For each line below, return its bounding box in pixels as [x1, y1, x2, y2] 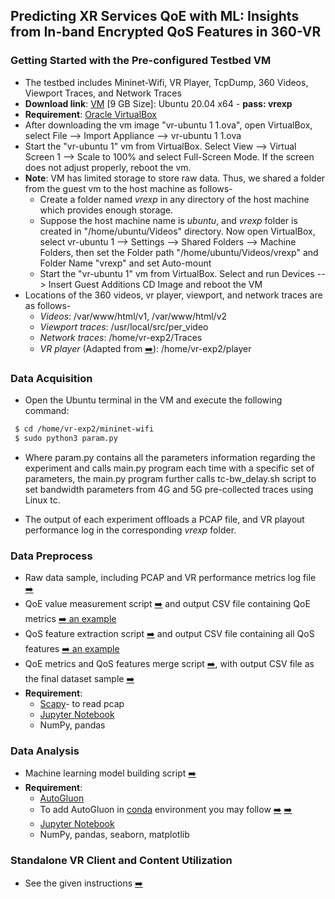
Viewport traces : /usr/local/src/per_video [39, 320, 209, 333]
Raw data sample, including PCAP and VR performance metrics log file [24, 572, 317, 584]
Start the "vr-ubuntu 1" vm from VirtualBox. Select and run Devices [39, 267, 315, 279]
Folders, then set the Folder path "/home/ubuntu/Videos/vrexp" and [39, 246, 319, 258]
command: [24, 404, 70, 416]
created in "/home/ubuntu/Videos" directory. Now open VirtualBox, [39, 225, 316, 237]
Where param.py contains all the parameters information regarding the [24, 451, 316, 463]
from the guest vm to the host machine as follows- [24, 182, 233, 194]
